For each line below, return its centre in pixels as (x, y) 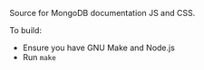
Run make (39, 57)
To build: (26, 30)
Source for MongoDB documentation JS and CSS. (102, 13)
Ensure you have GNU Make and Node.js (98, 48)
